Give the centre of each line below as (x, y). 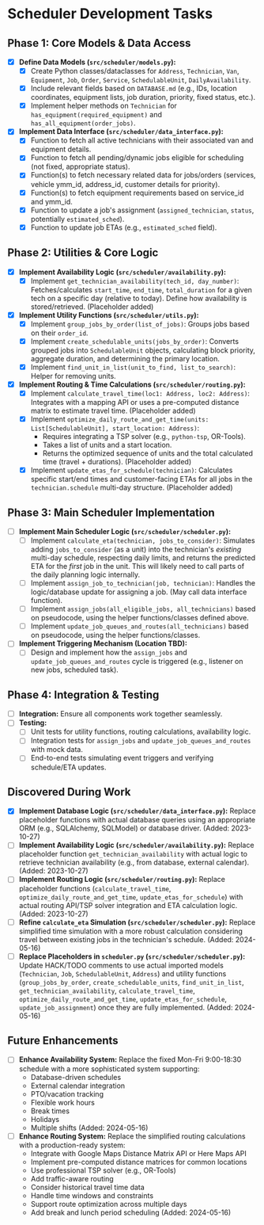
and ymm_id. (51, 201)
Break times (50, 1111)
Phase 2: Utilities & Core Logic (83, 253)
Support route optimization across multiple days (109, 1204)
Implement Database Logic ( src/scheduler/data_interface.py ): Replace (137, 811)
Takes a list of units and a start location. (107, 445)
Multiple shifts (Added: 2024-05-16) (89, 1128)
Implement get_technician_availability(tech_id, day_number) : (135, 280)
